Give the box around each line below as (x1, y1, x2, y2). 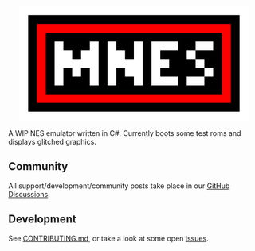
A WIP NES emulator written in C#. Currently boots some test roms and (8, 129, 241, 137)
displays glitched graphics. (8, 137, 97, 146)
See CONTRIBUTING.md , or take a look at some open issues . (8, 234, 209, 243)
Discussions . (8, 189, 50, 199)
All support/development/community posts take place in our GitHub (8, 181, 230, 191)
